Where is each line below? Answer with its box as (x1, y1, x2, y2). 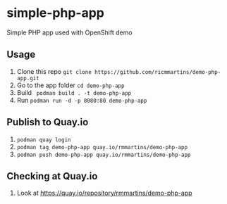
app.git (16, 75, 39, 82)
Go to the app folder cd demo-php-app (16, 81, 125, 89)
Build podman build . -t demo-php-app (16, 88, 132, 96)
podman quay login (16, 136, 71, 144)
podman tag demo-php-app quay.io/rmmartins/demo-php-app (16, 144, 188, 151)
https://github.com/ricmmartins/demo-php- (94, 68, 221, 75)
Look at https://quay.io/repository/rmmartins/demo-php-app (16, 189, 192, 198)
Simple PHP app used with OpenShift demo (6, 28, 133, 37)
